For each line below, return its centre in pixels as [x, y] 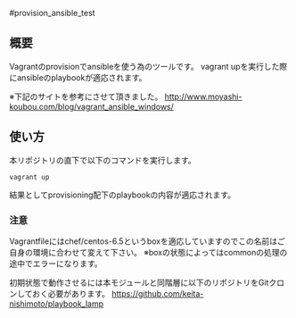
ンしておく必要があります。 [59, 293]
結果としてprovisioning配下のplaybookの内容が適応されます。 [123, 195]
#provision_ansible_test [52, 13]
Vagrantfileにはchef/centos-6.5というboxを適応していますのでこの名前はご [147, 241]
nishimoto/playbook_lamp [57, 304]
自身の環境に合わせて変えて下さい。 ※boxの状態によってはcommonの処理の [148, 252]
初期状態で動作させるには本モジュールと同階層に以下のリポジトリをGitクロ [147, 282]
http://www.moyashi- [203, 96]
